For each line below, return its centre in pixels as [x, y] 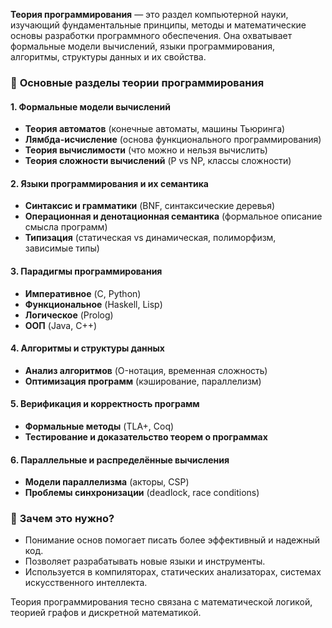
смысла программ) [66, 227]
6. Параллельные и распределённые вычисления [120, 460]
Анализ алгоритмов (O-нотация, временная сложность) [146, 370]
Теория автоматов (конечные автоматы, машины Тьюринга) [155, 129]
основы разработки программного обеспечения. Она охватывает [151, 35]
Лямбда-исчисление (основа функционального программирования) [173, 140]
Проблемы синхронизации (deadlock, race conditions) [142, 493]
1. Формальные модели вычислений [90, 106]
